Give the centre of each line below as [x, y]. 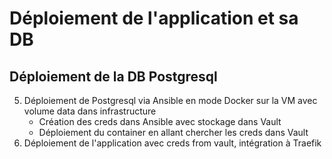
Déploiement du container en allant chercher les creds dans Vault [173, 132]
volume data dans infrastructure [90, 111]
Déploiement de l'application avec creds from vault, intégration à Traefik [172, 143]
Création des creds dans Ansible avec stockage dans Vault [160, 121]
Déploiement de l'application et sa [154, 18]
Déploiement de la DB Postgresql [113, 76]
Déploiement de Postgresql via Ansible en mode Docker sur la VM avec [170, 100]
